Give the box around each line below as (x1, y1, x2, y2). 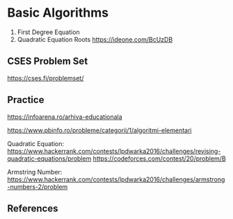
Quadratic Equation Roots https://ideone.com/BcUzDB (17, 35, 173, 43)
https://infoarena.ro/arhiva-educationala (7, 113, 123, 121)
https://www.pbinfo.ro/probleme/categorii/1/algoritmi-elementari (7, 126, 192, 134)
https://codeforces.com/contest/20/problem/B (93, 154, 226, 163)
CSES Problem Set (7, 56, 88, 67)
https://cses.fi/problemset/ (7, 74, 84, 82)
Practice (7, 94, 45, 106)
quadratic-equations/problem (7, 154, 92, 163)
